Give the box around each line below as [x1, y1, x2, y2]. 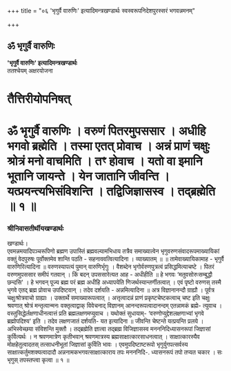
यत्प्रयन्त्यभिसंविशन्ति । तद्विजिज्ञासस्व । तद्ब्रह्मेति [7, 184, 216, 200]
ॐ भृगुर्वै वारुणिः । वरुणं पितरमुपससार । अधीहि [7, 123, 206, 139]
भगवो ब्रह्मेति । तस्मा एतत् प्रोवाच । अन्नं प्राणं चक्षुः [7, 138, 210, 154]
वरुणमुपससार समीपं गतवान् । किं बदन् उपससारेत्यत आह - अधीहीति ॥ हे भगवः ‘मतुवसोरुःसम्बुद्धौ [7, 270, 212, 279]
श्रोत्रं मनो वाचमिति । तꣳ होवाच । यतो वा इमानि [7, 153, 203, 169]
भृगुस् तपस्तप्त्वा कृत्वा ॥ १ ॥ [7, 356, 70, 364]
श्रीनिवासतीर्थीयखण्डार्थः [7, 224, 64, 234]
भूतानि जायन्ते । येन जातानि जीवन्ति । [7, 169, 170, 184]
